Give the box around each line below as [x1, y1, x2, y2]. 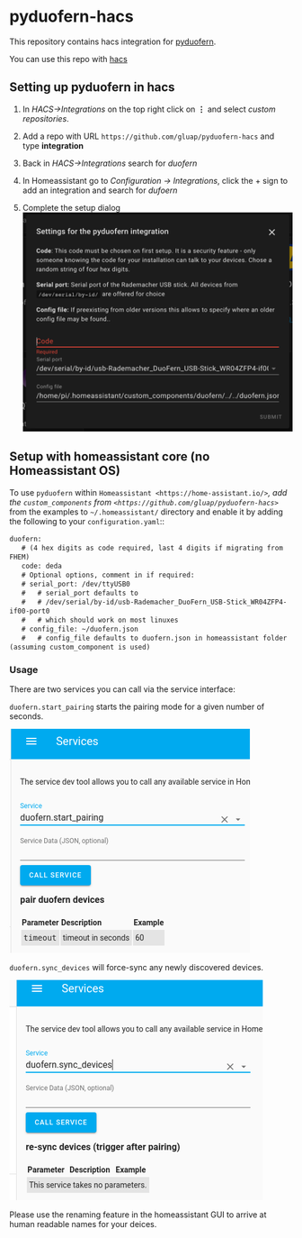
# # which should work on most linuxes [21, 615, 179, 624]
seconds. [9, 711, 44, 722]
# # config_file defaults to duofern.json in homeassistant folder [21, 633, 288, 642]
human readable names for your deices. [9, 1219, 157, 1230]
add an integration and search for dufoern [22, 185, 178, 196]
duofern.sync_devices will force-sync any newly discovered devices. [9, 962, 263, 973]
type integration [22, 140, 84, 150]
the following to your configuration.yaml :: [9, 515, 164, 526]
